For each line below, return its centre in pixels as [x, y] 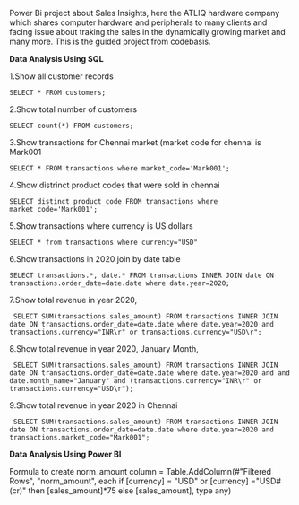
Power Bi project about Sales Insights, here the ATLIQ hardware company [145, 13]
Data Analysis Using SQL [57, 59]
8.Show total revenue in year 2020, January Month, [104, 348]
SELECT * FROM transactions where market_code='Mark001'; [120, 169]
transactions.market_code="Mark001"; [80, 438]
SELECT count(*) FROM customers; [72, 126]
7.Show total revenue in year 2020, [73, 300]
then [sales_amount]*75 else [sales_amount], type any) [130, 491]
